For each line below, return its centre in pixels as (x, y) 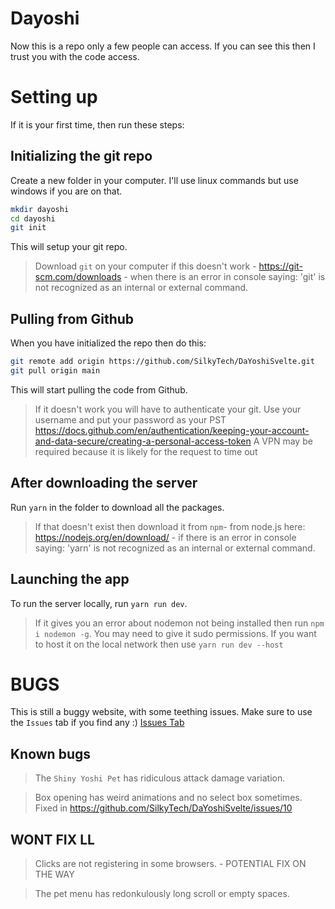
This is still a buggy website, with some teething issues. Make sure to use (161, 712)
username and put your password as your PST (130, 419)
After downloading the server (104, 483)
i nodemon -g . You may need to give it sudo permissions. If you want (175, 633)
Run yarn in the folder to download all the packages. (117, 507)
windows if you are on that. (66, 191)
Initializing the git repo (81, 156)
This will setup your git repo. (69, 247)
